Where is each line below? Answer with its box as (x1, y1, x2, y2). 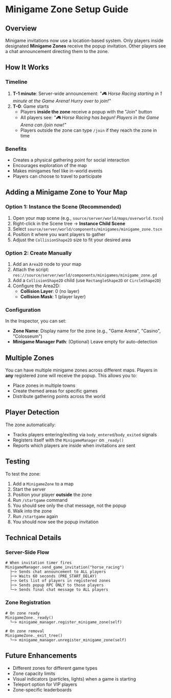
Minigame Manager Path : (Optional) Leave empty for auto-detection (12, 339, 157, 345)
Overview (5, 24, 37, 33)
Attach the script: (12, 266, 50, 272)
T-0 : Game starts (12, 103, 50, 109)
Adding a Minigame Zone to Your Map (5, 188, 128, 197)
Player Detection (5, 408, 60, 417)
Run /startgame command (12, 497, 68, 503)
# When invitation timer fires (5, 561, 72, 566)
